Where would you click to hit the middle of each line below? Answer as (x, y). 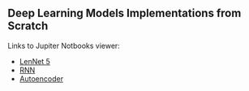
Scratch (28, 26)
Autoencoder (41, 78)
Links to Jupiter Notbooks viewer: (64, 45)
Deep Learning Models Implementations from (124, 13)
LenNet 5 (34, 61)
